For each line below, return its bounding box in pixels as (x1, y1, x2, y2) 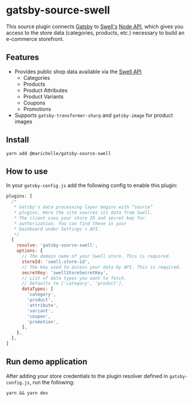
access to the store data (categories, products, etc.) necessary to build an (6, 29, 185, 36)
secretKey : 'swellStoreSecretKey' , (21, 269, 109, 276)
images (14, 118, 33, 125)
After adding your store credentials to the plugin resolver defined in (6, 372, 168, 379)
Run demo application (6, 357, 88, 367)
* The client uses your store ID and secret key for (13, 215, 145, 221)
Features (6, 52, 39, 62)
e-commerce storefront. (6, 35, 64, 42)
